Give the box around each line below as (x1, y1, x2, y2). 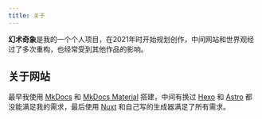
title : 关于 (8, 11, 45, 20)
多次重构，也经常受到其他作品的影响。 (22, 44, 148, 54)
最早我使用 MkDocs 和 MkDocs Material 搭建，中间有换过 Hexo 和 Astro (8, 92, 244, 102)
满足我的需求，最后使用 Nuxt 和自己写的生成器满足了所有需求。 (22, 102, 231, 112)
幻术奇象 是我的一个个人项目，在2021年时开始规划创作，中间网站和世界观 (8, 34, 248, 44)
